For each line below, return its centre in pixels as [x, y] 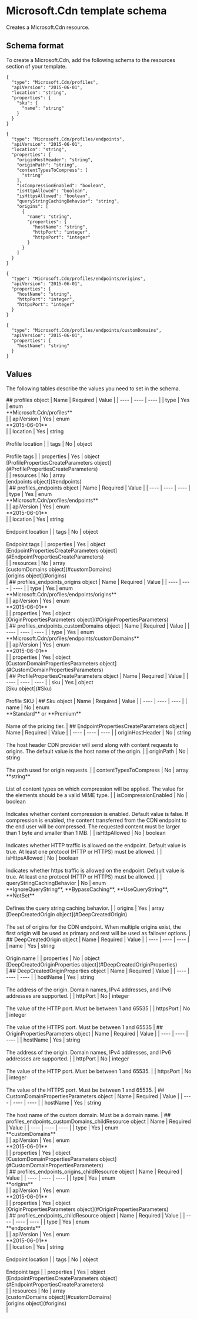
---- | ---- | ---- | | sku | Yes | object [50, 682]
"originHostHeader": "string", [55, 160]
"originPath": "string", [47, 165]
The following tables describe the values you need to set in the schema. [93, 388]
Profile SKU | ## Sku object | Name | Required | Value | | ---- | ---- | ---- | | [97, 701]
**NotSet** [21, 895]
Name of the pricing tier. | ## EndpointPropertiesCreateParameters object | [97, 726]
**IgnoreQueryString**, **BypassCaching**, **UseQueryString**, [87, 889]
